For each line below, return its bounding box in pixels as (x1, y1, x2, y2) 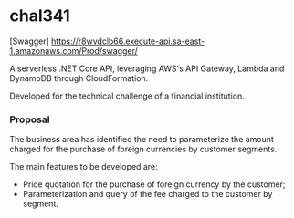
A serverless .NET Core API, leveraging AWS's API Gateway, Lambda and (9, 63, 285, 74)
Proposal (9, 113, 50, 126)
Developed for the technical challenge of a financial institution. (9, 90, 245, 101)
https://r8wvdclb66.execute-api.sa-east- (51, 36, 205, 47)
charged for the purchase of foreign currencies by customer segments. (9, 143, 278, 155)
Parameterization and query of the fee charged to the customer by (22, 189, 273, 200)
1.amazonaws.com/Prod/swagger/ (9, 45, 139, 56)
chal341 (9, 5, 70, 26)
